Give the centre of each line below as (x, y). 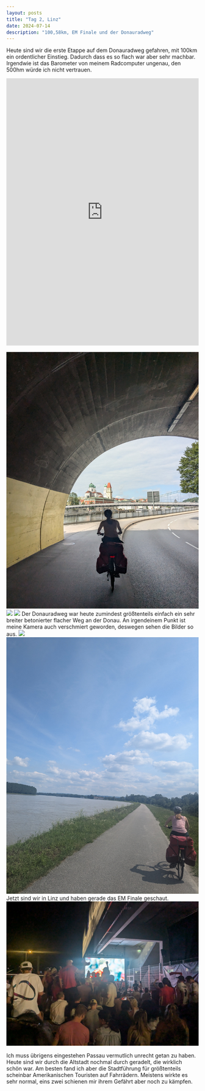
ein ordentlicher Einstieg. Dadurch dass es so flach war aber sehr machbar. (101, 57)
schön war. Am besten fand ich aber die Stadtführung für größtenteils (94, 1068)
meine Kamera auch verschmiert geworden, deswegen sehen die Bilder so (100, 627)
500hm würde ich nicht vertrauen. (49, 70)
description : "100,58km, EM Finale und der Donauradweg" (80, 32)
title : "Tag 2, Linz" (34, 19)
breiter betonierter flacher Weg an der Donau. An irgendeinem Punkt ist (96, 621)
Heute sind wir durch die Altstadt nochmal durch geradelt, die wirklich (94, 1062)
